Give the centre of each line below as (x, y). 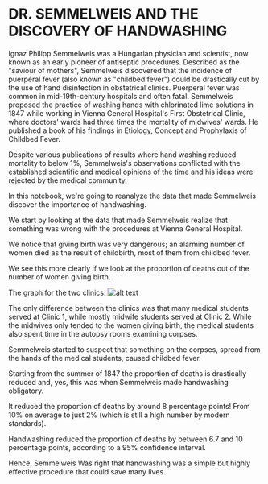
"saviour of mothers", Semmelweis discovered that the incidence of (120, 70)
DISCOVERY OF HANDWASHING (118, 31)
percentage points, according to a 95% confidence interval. (107, 447)
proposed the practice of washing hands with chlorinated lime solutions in (131, 105)
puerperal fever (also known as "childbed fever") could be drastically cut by (134, 79)
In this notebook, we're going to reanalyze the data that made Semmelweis (132, 196)
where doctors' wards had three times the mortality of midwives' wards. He (134, 122)
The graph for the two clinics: (57, 292)
